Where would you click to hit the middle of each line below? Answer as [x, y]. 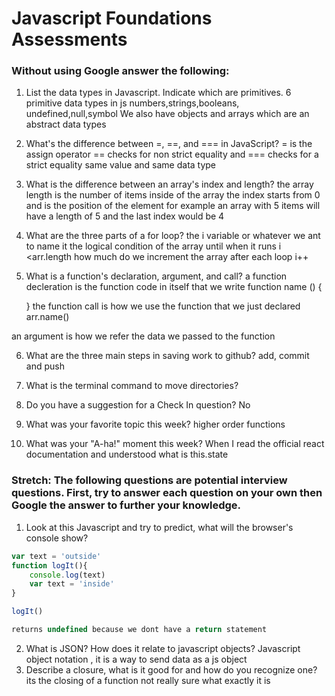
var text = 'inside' [72, 584]
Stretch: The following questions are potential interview [149, 480]
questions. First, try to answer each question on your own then [167, 493]
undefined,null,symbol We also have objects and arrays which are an [167, 114]
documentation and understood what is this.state [127, 454]
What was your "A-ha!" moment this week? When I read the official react [175, 444]
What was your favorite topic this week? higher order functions [155, 424]
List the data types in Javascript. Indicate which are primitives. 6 [158, 93]
